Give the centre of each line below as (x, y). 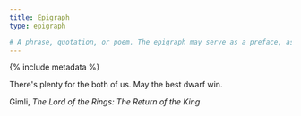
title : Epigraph (39, 17)
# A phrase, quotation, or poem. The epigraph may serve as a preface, (146, 42)
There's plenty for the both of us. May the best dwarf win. (116, 85)
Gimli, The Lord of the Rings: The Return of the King (105, 102)
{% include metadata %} (55, 67)
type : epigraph (38, 26)
